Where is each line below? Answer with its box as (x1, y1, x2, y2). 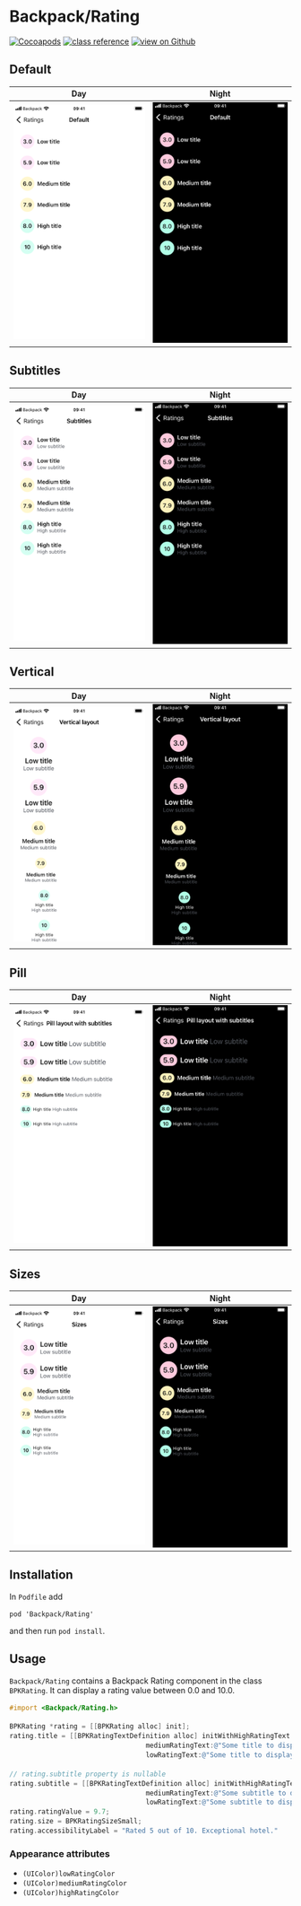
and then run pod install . (9, 1625, 106, 1636)
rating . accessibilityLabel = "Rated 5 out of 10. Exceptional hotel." (9, 1826, 279, 1836)
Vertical (9, 664, 55, 679)
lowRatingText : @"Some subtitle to (145, 1797, 275, 1807)
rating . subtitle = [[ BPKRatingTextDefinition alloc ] (9, 1779, 211, 1788)
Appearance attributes (9, 1847, 110, 1859)
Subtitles (9, 363, 61, 379)
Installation (9, 1568, 73, 1583)
